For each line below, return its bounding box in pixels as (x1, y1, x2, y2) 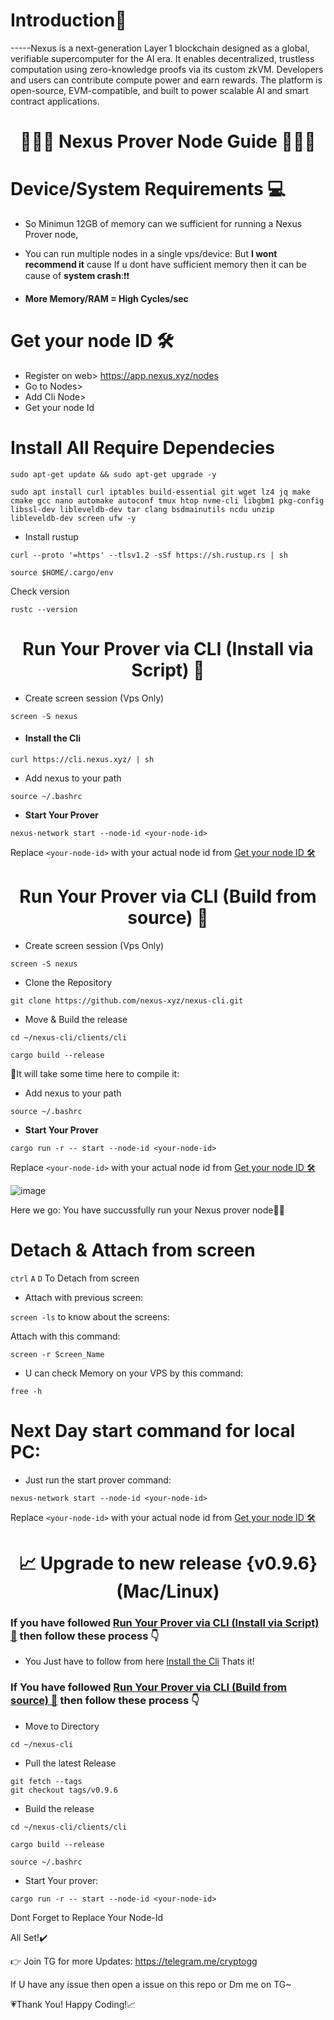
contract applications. (10, 95, 100, 107)
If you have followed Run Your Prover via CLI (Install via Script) (10, 1616, 320, 1629)
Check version (10, 585, 70, 597)
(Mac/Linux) (116, 1580, 220, 1603)
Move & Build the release (24, 1014, 128, 1026)
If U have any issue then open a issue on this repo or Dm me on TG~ (10, 1978, 292, 1990)
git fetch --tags (10, 1776, 83, 1786)
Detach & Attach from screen (10, 1239, 256, 1262)
